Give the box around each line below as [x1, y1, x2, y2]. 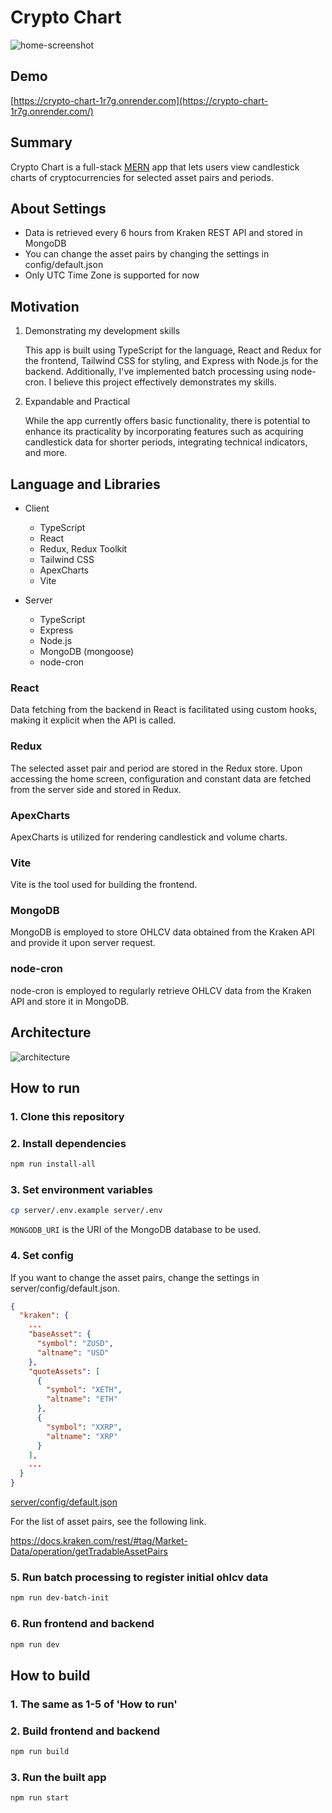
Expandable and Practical [24, 396, 131, 408]
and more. [24, 447, 68, 459]
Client [24, 502, 50, 514]
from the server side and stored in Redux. [10, 783, 182, 795]
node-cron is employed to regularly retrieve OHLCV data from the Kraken [10, 984, 312, 996]
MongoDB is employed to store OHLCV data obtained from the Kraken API [10, 926, 315, 938]
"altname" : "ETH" [46, 1394, 118, 1405]
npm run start [10, 1793, 70, 1803]
